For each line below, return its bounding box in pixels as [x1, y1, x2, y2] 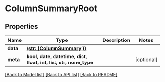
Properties [5, 22, 38, 31]
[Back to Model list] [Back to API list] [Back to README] [5, 72, 118, 77]
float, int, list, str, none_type [26, 59, 94, 66]
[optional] [135, 56, 158, 62]
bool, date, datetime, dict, [26, 53, 87, 60]
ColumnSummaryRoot [5, 3, 98, 14]
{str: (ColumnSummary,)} [26, 45, 87, 52]
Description [102, 37, 131, 43]
